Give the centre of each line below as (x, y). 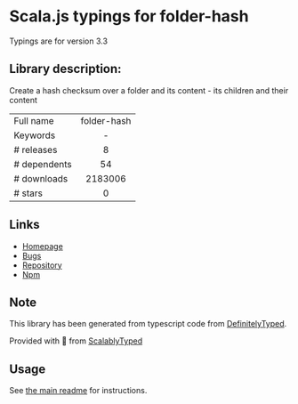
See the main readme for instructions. (78, 391)
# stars (28, 193)
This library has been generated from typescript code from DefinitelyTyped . (148, 324)
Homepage (43, 246)
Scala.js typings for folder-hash (129, 16)
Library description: (65, 69)
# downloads (41, 178)
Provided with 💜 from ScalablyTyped (76, 341)
